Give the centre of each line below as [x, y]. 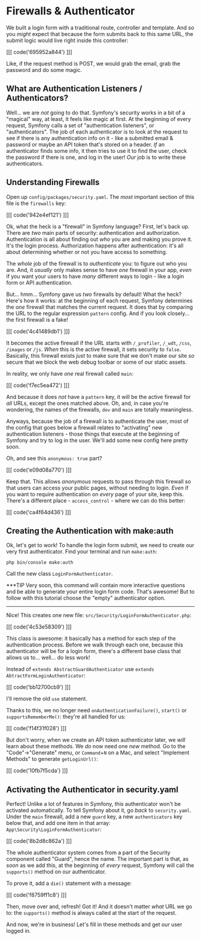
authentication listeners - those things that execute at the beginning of [93, 434]
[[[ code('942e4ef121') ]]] [37, 214]
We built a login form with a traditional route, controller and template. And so [100, 28]
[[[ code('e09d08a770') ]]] [39, 470]
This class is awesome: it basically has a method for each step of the [91, 639]
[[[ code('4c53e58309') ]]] [39, 627]
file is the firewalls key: [36, 203]
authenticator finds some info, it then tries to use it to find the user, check [97, 150]
